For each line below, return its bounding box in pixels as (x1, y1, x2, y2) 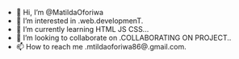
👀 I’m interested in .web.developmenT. (15, 16, 144, 26)
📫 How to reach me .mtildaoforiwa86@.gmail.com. (15, 42, 187, 51)
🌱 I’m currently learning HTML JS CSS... (15, 25, 149, 33)
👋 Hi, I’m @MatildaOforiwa (15, 8, 103, 17)
